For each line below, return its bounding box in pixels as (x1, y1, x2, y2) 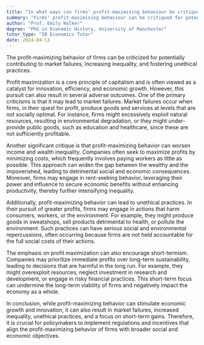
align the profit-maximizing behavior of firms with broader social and (6, 326, 178, 333)
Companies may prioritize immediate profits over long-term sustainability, (6, 256, 190, 263)
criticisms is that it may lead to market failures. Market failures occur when (6, 98, 193, 105)
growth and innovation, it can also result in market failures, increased (6, 306, 179, 313)
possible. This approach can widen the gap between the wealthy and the (6, 162, 189, 168)
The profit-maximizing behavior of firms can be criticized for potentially (6, 54, 185, 61)
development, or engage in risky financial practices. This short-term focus (6, 275, 192, 282)
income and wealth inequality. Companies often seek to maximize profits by (6, 148, 195, 155)
